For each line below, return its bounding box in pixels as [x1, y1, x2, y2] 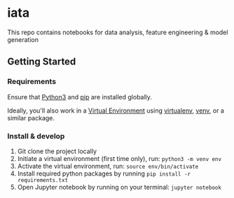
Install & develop [7, 131, 65, 141]
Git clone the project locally [17, 147, 97, 155]
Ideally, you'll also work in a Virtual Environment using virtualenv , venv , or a [7, 106, 224, 115]
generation [7, 35, 39, 43]
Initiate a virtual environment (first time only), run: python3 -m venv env [17, 154, 222, 162]
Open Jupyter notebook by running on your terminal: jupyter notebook [17, 183, 222, 191]
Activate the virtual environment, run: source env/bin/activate [17, 162, 199, 170]
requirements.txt [17, 176, 69, 183]
